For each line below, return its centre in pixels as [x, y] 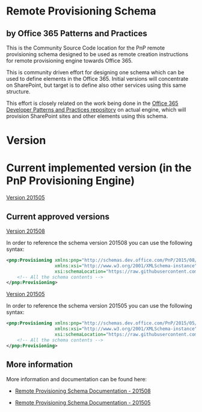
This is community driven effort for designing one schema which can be [95, 72]
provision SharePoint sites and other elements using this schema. [87, 116]
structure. [18, 91]
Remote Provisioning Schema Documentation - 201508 [83, 391]
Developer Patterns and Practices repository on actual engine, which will [96, 109]
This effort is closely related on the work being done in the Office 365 [92, 103]
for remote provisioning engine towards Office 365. [70, 61]
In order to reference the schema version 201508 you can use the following [99, 242]
